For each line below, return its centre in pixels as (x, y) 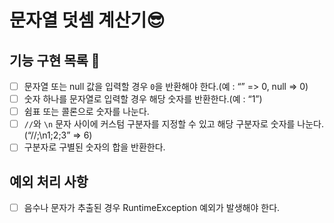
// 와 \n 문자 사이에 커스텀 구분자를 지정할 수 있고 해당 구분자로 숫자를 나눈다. (174, 124)
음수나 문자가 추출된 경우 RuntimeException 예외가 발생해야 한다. (152, 208)
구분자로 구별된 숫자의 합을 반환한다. (94, 147)
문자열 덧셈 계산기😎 (87, 20)
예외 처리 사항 (49, 181)
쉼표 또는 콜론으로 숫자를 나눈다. (86, 112)
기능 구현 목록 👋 (55, 60)
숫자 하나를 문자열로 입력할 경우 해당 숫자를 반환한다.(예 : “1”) (143, 99)
